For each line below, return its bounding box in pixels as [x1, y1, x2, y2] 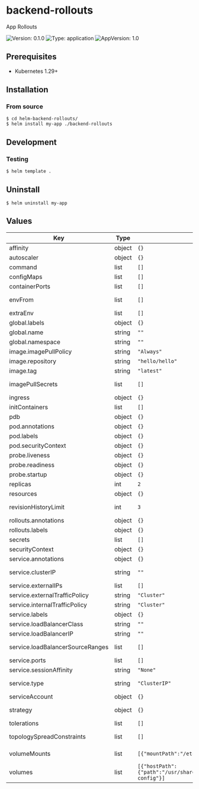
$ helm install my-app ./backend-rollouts [6, 121, 113, 127]
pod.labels [9, 432, 38, 440]
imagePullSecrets [9, 380, 58, 388]
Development [6, 137, 57, 147]
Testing [6, 155, 28, 163]
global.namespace [9, 338, 61, 346]
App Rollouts [6, 23, 37, 30]
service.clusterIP [9, 568, 56, 576]
